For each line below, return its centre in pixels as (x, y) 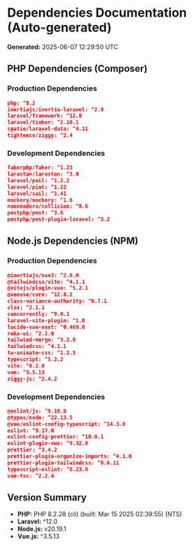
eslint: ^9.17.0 (31, 430)
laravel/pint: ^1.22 (37, 187)
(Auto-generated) (60, 27)
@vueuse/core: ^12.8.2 (40, 295)
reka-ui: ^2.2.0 (31, 333)
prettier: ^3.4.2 (32, 450)
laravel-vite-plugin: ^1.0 (46, 320)
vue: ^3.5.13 (26, 372)
